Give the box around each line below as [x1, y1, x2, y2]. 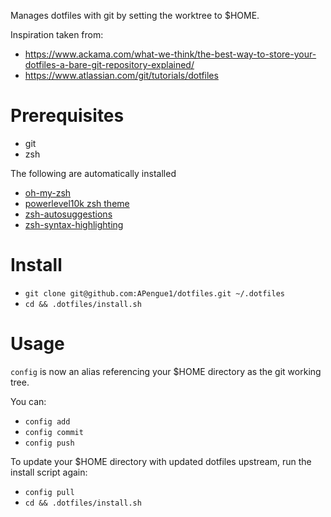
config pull [24, 487, 75, 497]
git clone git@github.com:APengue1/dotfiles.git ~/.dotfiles [24, 288, 286, 299]
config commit [24, 427, 84, 437]
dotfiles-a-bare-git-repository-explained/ [24, 59, 195, 70]
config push [24, 438, 75, 448]
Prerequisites [10, 105, 125, 127]
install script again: [10, 466, 88, 478]
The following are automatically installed [10, 167, 177, 179]
